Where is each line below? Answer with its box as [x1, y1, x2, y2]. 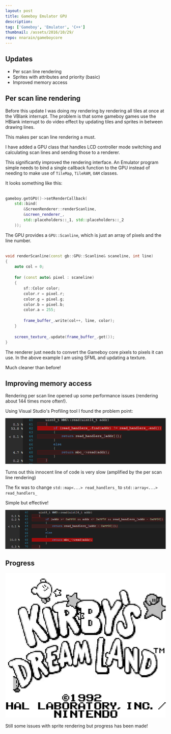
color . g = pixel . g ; [23, 297, 65, 302]
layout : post [5, 8, 33, 13]
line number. [5, 237, 32, 243]
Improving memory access [5, 379, 92, 388]
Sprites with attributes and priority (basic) [12, 74, 100, 80]
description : [5, 19, 33, 24]
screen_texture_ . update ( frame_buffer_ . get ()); [14, 334, 115, 340]
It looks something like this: [5, 180, 63, 186]
